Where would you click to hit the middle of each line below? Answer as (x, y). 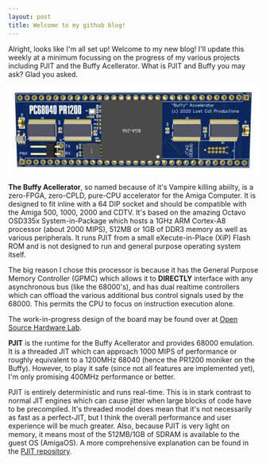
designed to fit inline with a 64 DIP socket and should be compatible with (127, 204)
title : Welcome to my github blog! (67, 25)
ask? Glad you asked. (43, 74)
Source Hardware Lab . (45, 328)
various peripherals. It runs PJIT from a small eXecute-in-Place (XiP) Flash (129, 238)
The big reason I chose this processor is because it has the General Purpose (133, 270)
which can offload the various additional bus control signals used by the (126, 296)
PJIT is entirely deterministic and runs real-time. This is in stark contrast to (130, 392)
